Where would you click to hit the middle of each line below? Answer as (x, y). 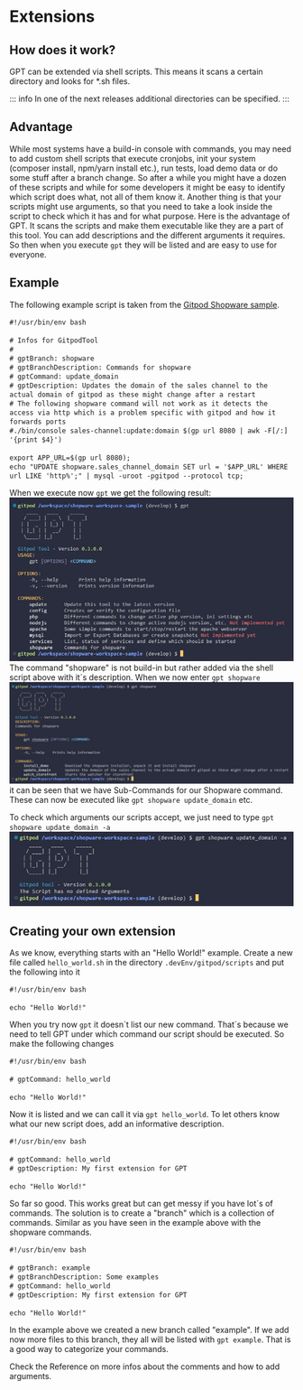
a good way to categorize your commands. (89, 1349)
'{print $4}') (36, 440)
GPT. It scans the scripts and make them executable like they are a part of (147, 225)
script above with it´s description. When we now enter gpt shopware (135, 677)
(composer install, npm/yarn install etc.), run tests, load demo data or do (143, 168)
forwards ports (38, 422)
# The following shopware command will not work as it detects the (139, 404)
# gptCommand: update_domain (64, 377)
